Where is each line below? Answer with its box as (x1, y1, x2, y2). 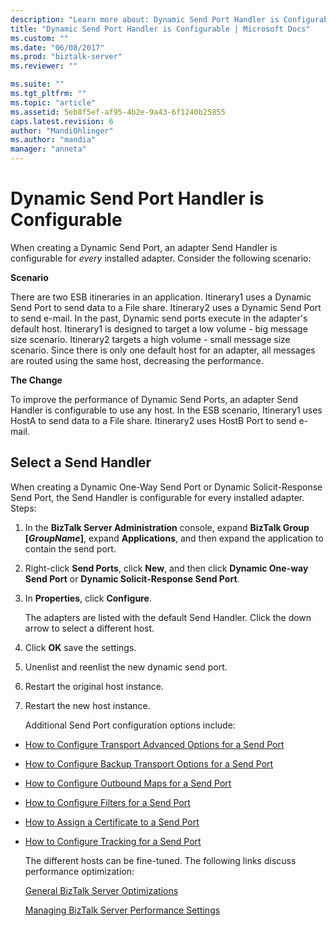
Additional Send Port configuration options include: (24, 719, 236, 731)
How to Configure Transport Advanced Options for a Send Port (24, 738, 285, 750)
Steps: (10, 502, 37, 514)
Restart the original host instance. (24, 680, 164, 692)
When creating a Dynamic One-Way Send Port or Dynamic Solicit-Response (10, 481, 323, 493)
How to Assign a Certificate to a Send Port (24, 816, 200, 828)
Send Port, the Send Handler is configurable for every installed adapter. (10, 491, 305, 503)
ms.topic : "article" (10, 97, 97, 108)
